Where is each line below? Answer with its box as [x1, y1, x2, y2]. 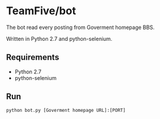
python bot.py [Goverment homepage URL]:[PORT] [6, 107, 126, 113]
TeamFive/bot [6, 4, 76, 18]
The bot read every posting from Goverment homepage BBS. [6, 24, 155, 31]
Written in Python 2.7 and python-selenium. [6, 35, 113, 42]
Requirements [6, 52, 59, 63]
